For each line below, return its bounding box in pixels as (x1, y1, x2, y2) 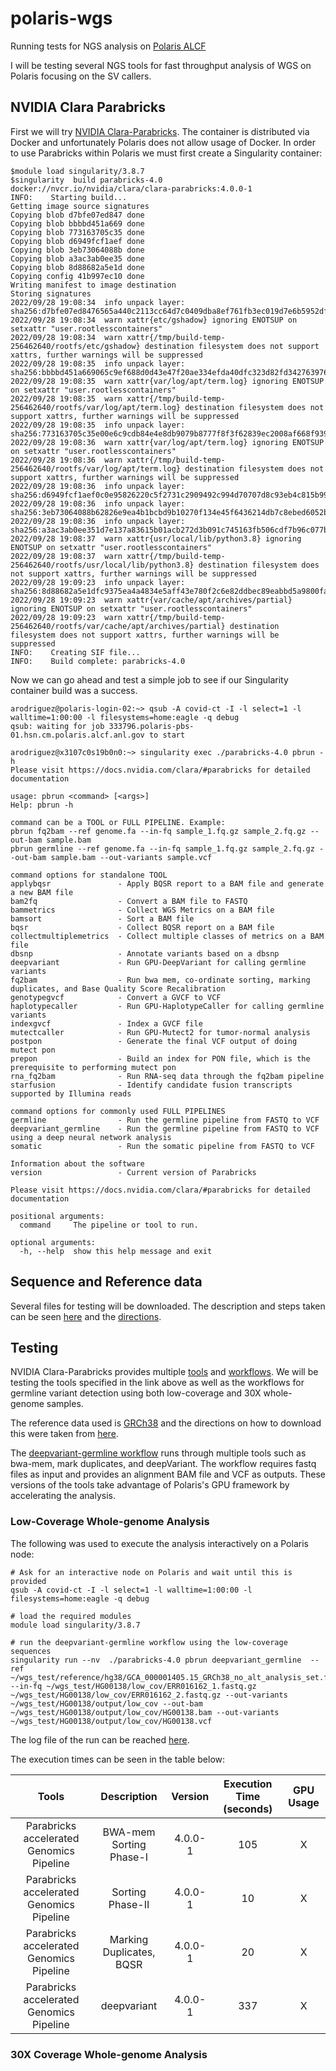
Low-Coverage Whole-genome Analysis (10, 1515, 210, 1529)
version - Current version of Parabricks (10, 1167, 257, 1177)
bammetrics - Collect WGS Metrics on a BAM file (10, 905, 275, 915)
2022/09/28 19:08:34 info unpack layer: (10, 297, 186, 307)
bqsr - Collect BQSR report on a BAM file (10, 922, 275, 932)
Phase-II (108, 1897, 150, 1911)
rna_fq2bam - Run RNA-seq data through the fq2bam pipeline (10, 1071, 325, 1081)
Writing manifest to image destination (10, 280, 177, 290)
